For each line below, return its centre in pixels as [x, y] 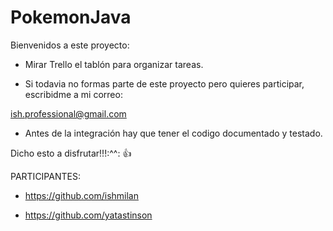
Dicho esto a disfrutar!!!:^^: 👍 [71, 153]
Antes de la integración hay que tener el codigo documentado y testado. [173, 133]
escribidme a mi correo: [73, 94]
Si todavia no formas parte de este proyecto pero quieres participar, [164, 83]
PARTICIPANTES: [45, 176]
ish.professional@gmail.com [68, 113]
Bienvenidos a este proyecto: [70, 45]
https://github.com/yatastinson [88, 215]
